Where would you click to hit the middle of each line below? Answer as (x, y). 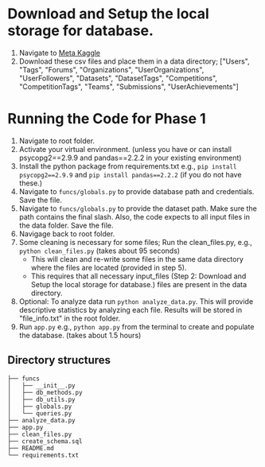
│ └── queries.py (40, 413)
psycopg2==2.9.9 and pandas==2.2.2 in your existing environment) (130, 158)
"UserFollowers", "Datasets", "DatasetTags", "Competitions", (118, 78)
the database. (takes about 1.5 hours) (80, 335)
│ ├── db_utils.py (42, 399)
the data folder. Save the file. (66, 225)
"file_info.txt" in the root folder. (70, 318)
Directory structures (59, 360)
